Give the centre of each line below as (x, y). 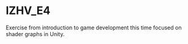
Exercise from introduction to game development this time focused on (94, 28)
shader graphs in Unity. (35, 34)
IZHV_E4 (28, 11)
